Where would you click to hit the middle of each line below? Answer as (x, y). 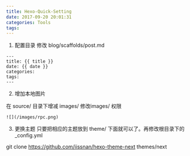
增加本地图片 (30, 94)
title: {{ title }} (30, 62)
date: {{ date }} (27, 67)
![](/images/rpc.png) (32, 117)
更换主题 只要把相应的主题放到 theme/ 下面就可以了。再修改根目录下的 (100, 129)
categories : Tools (28, 22)
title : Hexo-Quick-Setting (39, 11)
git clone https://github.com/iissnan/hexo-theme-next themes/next (87, 147)
